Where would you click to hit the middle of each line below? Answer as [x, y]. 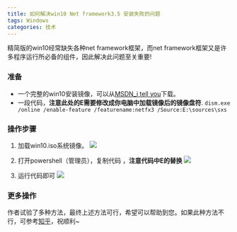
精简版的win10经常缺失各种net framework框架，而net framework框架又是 [114, 48]
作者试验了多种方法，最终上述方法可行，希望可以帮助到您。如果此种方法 [112, 212]
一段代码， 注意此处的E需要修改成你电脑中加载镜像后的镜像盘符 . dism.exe [124, 103]
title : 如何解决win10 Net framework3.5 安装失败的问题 [84, 14]
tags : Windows [28, 21]
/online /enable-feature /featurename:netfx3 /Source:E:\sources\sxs [122, 110]
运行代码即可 [36, 175]
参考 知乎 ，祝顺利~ [53, 221]
